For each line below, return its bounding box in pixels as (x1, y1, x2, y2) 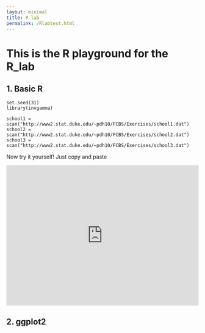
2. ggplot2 (6, 317, 46, 327)
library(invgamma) (6, 105, 53, 112)
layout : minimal (6, 9, 48, 15)
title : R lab (6, 15, 40, 21)
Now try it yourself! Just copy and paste (6, 153, 107, 160)
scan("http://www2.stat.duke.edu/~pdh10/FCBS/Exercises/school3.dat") (6, 143, 190, 149)
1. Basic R (6, 84, 43, 94)
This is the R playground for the (6, 46, 169, 60)
